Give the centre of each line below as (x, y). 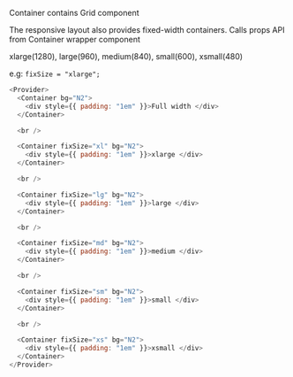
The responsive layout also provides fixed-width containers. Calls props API (147, 30)
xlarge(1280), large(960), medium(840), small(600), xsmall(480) (126, 56)
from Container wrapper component (75, 39)
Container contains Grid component (74, 13)
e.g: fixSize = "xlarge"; (55, 73)
